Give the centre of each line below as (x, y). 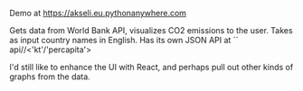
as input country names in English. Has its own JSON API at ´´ (124, 40)
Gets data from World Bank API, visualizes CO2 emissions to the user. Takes (151, 30)
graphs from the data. (50, 77)
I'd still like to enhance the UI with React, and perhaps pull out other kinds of (151, 67)
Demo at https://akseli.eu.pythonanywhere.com (98, 13)
